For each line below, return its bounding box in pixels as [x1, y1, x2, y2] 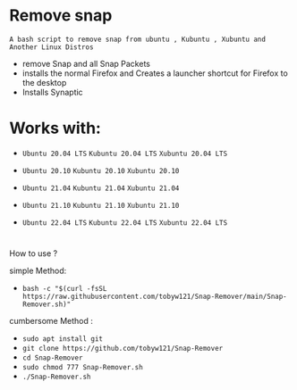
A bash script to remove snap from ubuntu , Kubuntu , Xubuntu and [9, 35, 267, 44]
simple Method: [9, 265, 67, 277]
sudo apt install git [21, 335, 103, 344]
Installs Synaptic [21, 87, 83, 97]
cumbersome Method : [9, 316, 94, 327]
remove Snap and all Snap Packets [21, 58, 150, 69]
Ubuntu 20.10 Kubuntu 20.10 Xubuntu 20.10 [21, 166, 180, 175]
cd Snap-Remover [21, 353, 83, 362]
